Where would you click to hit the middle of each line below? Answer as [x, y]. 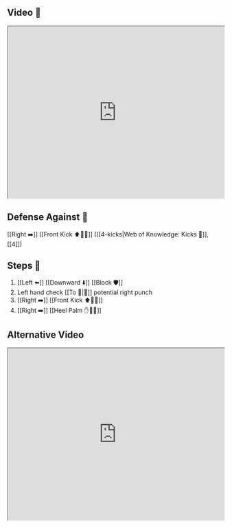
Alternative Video [46, 334]
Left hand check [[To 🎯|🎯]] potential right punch [85, 292]
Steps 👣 [24, 266]
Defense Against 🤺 [48, 217]
